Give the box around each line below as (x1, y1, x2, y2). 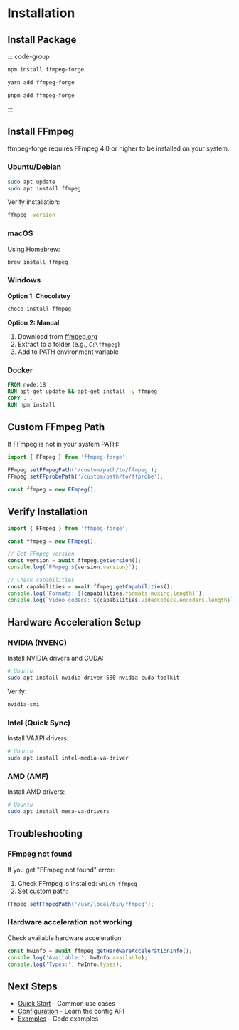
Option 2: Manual (7, 318, 60, 327)
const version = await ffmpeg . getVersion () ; (7, 557, 142, 564)
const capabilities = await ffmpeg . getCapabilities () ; (7, 583, 174, 590)
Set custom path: (17, 887, 68, 895)
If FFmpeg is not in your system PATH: (7, 440, 119, 449)
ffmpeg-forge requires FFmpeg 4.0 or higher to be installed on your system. (7, 144, 230, 153)
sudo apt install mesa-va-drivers (7, 808, 110, 815)
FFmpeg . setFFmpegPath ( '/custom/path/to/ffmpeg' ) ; (7, 466, 158, 474)
